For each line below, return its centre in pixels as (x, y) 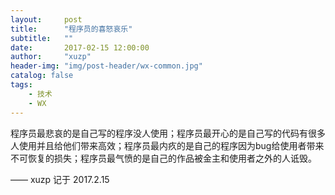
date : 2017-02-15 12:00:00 (80, 47)
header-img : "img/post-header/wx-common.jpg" (106, 66)
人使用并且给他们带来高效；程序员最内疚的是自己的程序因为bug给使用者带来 (167, 145)
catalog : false (42, 76)
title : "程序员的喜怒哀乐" (71, 29)
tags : (21, 85)
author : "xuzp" (51, 57)
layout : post (46, 19)
